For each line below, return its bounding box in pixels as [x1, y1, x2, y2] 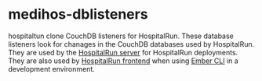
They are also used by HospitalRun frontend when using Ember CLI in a [8, 56, 239, 65]
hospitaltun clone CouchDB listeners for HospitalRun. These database [8, 31, 234, 40]
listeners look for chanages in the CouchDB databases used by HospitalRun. [8, 39, 255, 48]
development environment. [8, 64, 96, 73]
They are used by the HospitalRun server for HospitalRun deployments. [8, 48, 238, 57]
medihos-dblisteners [8, 5, 148, 23]
